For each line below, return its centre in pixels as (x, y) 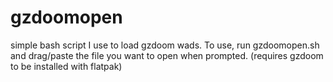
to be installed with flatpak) (66, 66)
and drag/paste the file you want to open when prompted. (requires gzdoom (167, 55)
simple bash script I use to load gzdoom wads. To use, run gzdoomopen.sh (165, 45)
